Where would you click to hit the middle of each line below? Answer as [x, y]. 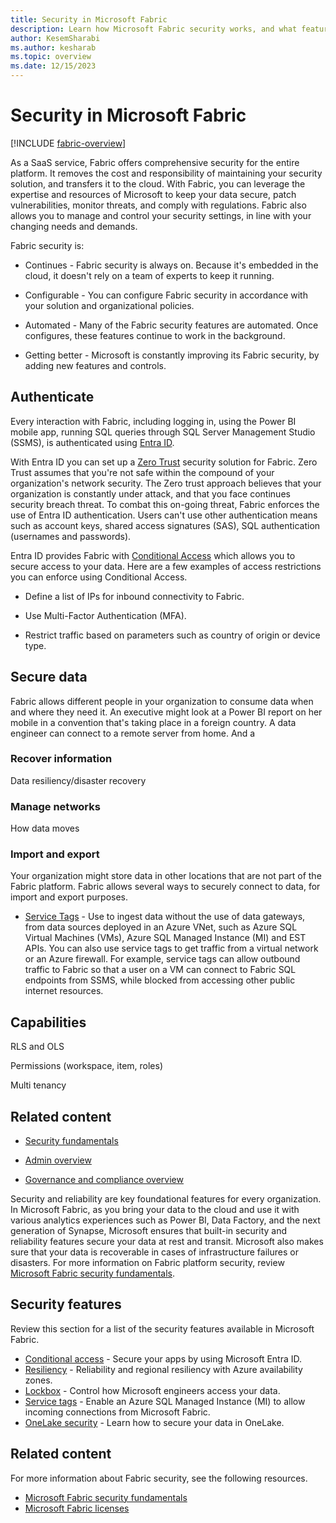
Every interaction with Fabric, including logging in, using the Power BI [153, 421]
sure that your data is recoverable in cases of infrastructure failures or [154, 1252]
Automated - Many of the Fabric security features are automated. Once [171, 325]
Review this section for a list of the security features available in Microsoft [162, 1328]
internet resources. [64, 991]
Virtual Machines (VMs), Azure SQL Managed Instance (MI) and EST [165, 938]
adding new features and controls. [95, 365]
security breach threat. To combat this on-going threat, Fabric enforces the [165, 504]
